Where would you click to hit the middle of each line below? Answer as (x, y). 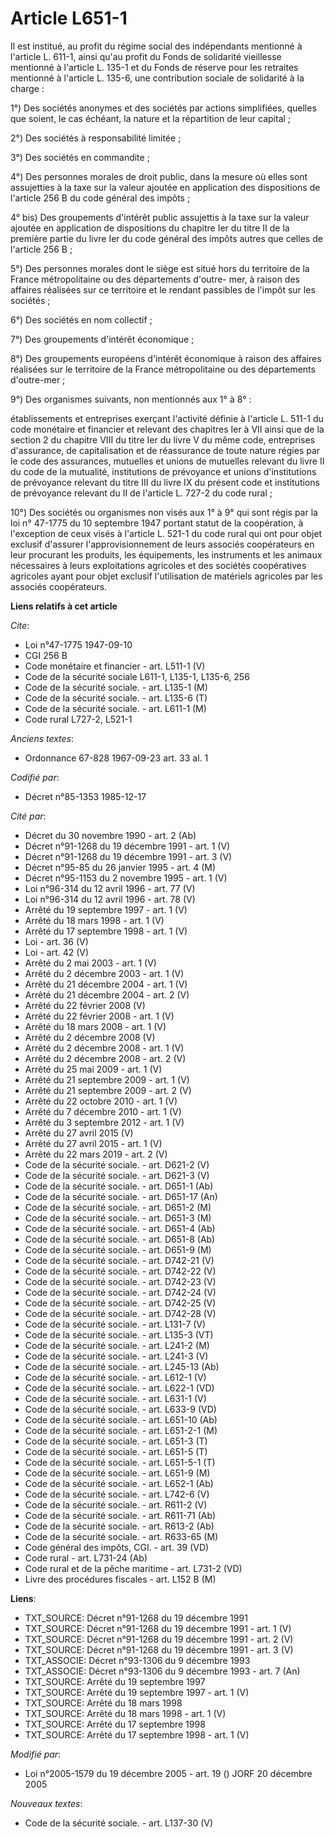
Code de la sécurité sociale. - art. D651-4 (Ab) (120, 1228)
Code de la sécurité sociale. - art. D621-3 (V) (117, 1175)
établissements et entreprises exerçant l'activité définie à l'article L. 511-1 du (167, 418)
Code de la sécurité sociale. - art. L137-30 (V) (119, 1823)
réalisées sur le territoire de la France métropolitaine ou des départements (163, 369)
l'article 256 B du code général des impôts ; (100, 198)
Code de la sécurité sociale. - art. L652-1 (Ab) (119, 1483)
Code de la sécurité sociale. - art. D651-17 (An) (121, 1196)
